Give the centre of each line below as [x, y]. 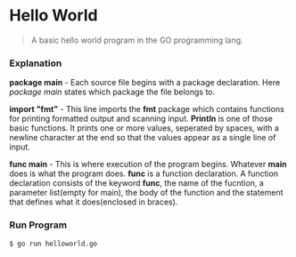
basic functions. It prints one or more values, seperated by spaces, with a [144, 128]
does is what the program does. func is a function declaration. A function [144, 173]
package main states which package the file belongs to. [112, 92]
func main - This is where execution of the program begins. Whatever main [148, 165]
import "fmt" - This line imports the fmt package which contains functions [147, 109]
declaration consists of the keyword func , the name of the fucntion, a [137, 183]
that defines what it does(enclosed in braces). [94, 202]
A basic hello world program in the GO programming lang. [137, 40]
